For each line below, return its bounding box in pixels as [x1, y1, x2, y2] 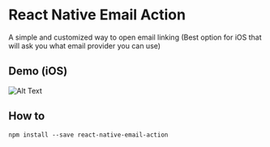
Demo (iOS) [8, 65, 68, 78]
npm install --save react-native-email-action [8, 131, 169, 139]
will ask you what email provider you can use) [8, 40, 161, 50]
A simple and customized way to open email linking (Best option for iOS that [8, 32, 262, 42]
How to [8, 109, 45, 123]
